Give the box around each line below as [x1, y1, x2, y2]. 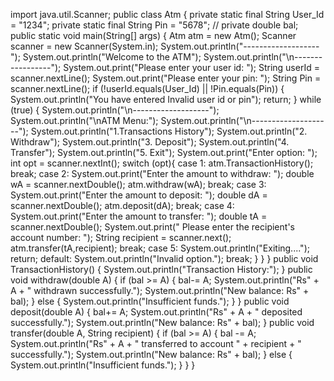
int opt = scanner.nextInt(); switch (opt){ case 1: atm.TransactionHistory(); [10, 157, 314, 169]
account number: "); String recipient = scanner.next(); [10, 232, 232, 243]
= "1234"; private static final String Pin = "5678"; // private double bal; [10, 19, 299, 31]
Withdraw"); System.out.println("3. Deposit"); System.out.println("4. [10, 136, 290, 148]
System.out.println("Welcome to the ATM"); [22, 51, 202, 63]
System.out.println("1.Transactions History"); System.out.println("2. [30, 125, 308, 137]
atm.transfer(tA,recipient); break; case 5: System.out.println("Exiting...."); [10, 242, 310, 254]
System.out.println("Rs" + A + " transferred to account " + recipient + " [10, 338, 302, 349]
